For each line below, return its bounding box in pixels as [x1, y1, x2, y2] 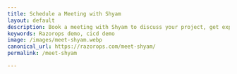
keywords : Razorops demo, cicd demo [7, 30, 115, 37]
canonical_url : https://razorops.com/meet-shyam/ [7, 43, 157, 50]
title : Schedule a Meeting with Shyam [7, 10, 121, 18]
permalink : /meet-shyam [7, 50, 78, 57]
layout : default [7, 17, 55, 24]
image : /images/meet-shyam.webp [7, 37, 102, 44]
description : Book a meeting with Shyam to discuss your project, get [7, 23, 219, 30]
